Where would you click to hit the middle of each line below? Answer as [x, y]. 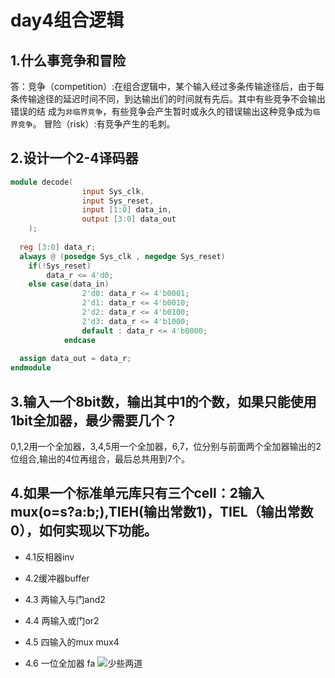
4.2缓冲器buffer [57, 578]
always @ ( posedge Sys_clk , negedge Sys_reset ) [122, 256]
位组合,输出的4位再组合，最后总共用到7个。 [100, 459]
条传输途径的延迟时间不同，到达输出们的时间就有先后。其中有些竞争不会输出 [168, 99]
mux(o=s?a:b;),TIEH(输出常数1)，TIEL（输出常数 [162, 512]
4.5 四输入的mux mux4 [72, 642]
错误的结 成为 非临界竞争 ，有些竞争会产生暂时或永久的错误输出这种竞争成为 [161, 111]
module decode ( [42, 182]
